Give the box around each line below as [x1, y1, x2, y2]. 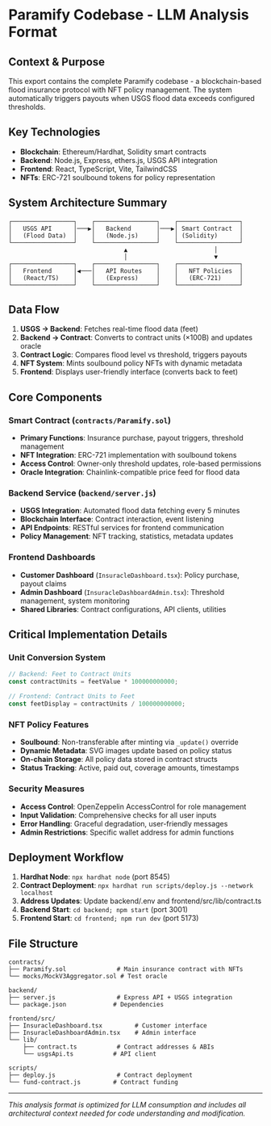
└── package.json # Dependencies [8, 1001, 164, 1009]
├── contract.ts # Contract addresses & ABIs [23, 1043, 215, 1051]
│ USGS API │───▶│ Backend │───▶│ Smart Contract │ [8, 224, 244, 232]
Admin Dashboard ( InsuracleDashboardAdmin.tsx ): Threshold [19, 587, 224, 596]
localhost [19, 889, 54, 898]
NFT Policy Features [8, 718, 90, 730]
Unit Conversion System [8, 652, 106, 663]
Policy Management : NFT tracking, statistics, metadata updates [19, 531, 234, 542]
